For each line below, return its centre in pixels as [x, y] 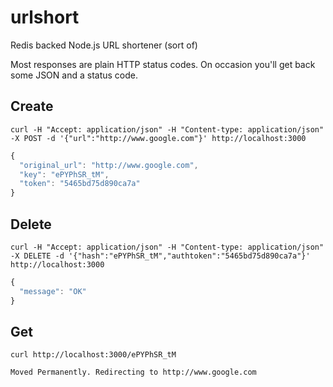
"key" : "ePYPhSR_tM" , [64, 174]
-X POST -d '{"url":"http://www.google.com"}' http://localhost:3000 [158, 138]
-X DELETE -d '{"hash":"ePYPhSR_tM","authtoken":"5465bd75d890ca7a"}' [160, 256]
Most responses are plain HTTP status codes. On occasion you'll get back [163, 64]
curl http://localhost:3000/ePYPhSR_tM [93, 355]
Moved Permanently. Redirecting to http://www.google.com [133, 372]
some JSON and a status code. [74, 75]
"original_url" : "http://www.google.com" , [109, 165]
